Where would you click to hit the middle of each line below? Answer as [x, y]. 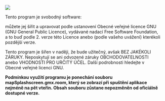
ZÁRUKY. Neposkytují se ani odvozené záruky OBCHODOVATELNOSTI [77, 57]
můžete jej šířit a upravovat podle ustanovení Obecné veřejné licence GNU [81, 26]
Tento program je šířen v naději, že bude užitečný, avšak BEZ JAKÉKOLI [78, 52]
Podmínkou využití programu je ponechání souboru [59, 77]
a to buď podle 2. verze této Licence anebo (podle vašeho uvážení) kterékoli [83, 37]
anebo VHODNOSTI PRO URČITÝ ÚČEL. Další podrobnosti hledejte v [75, 62]
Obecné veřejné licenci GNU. [35, 68]
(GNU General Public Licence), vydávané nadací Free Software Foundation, [82, 32]
